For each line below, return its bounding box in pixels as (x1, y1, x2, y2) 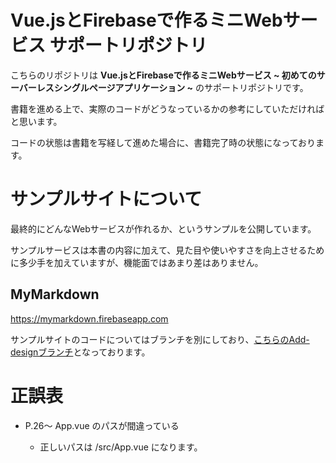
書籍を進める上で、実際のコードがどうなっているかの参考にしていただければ (10, 102, 325, 115)
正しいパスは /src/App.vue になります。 (39, 441, 203, 453)
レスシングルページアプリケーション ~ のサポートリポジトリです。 (36, 81, 309, 93)
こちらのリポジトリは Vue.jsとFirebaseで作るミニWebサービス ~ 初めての (10, 69, 317, 81)
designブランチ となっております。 (10, 346, 151, 358)
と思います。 (10, 115, 63, 127)
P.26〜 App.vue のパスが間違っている (24, 419, 180, 431)
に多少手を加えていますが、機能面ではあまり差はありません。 (10, 256, 264, 268)
